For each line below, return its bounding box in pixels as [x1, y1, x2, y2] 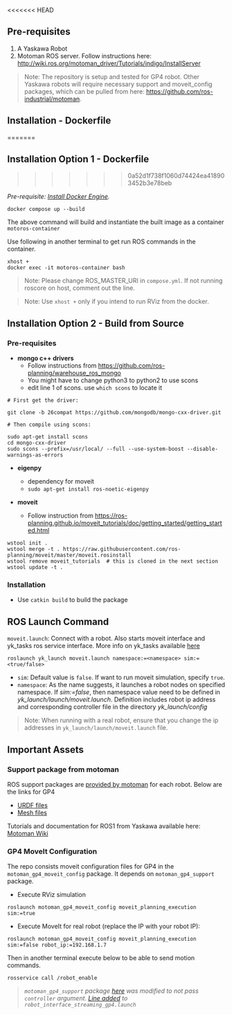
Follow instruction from [27, 511, 93, 520]
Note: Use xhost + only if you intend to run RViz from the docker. [24, 298, 209, 306]
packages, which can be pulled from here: [24, 87, 145, 96]
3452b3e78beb [127, 179, 172, 187]
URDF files [17, 801, 48, 809]
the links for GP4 [7, 787, 55, 796]
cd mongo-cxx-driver [7, 440, 67, 447]
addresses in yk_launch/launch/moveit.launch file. [24, 724, 168, 732]
